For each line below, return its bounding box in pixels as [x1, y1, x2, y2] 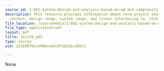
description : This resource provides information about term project [5, 12, 150, 17]
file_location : [5, 21, 36, 26]
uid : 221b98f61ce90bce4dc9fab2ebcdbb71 [5, 44, 86, 48]
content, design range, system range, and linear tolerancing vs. [9, 16, 147, 21]
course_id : [5, 7, 27, 12]
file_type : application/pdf [5, 25, 62, 30]
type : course [5, 39, 32, 44]
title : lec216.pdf [5, 35, 42, 40]
